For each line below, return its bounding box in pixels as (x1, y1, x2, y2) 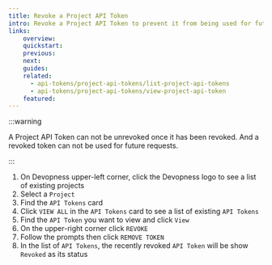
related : (23, 72, 53, 80)
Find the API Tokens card (19, 198, 104, 208)
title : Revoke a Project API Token (8, 11, 129, 20)
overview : (23, 34, 57, 43)
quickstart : (23, 42, 63, 50)
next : (23, 57, 42, 65)
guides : (23, 65, 49, 73)
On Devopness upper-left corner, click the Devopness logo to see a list (19, 172, 257, 182)
